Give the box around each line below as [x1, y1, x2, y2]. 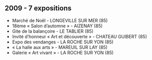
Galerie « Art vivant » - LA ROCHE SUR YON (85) [12, 49, 114, 55]
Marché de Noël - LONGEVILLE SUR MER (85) [12, 17, 108, 23]
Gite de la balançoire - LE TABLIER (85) [12, 28, 94, 34]
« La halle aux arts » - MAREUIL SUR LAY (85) [12, 44, 108, 50]
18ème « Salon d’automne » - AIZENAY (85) [12, 23, 103, 29]
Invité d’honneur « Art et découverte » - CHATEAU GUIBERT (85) [12, 33, 147, 39]
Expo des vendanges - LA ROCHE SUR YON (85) [12, 39, 114, 45]
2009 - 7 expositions [5, 4, 72, 13]
